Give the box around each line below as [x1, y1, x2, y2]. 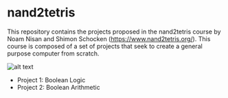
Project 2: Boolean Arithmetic [16, 83, 101, 91]
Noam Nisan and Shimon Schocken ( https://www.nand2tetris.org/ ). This [7, 34, 211, 42]
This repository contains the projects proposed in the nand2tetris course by [7, 27, 221, 36]
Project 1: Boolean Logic [16, 75, 86, 84]
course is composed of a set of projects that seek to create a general [7, 42, 203, 50]
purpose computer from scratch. [7, 49, 100, 58]
